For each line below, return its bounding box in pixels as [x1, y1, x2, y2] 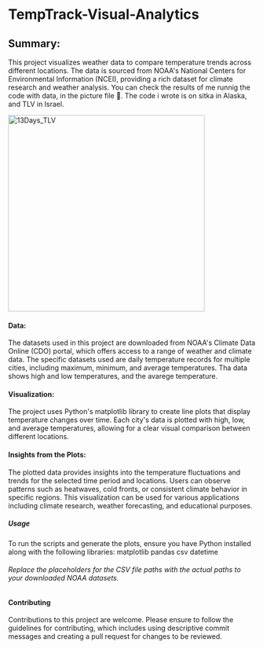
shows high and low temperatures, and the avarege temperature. [8, 372, 218, 381]
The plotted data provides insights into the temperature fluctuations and [8, 467, 241, 477]
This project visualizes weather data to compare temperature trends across [8, 57, 252, 67]
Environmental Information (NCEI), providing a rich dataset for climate [8, 75, 233, 83]
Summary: [8, 37, 60, 50]
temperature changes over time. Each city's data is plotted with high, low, [8, 415, 246, 425]
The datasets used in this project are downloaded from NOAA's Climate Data [8, 338, 256, 347]
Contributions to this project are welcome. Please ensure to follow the [8, 615, 234, 625]
